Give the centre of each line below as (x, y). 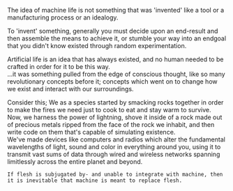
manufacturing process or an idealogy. (63, 17)
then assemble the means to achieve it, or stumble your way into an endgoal (117, 38)
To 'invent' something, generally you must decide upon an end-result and (113, 31)
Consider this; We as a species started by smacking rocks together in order (115, 102)
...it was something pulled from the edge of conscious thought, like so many (116, 74)
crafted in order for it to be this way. (59, 67)
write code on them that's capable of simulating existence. (91, 132)
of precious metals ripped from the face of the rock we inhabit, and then (111, 124)
